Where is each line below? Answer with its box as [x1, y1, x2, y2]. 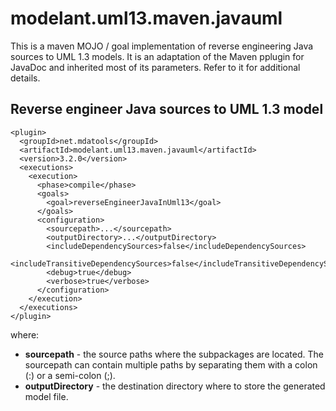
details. [10, 72, 41, 84]
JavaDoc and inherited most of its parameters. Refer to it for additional [10, 61, 301, 73]
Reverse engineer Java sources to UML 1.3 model [10, 101, 324, 118]
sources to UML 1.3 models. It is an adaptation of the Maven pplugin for [10, 50, 305, 62]
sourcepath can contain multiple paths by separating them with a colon [24, 358, 318, 371]
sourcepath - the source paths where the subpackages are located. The [24, 348, 324, 360]
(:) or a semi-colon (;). [24, 369, 116, 381]
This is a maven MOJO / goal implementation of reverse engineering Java [10, 40, 314, 52]
